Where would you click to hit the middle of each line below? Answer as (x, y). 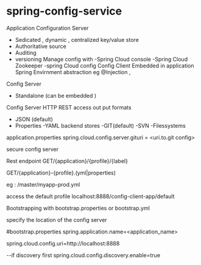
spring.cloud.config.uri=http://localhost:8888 (63, 243)
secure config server (33, 149)
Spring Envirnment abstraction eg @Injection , (73, 72)
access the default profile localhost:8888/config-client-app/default (90, 196)
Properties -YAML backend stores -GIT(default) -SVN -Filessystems (100, 125)
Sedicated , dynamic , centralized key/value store (77, 40)
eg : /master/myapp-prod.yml (43, 184)
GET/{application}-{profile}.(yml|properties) (61, 173)
